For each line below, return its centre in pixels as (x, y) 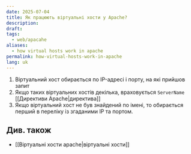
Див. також (29, 130)
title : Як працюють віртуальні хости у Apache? (67, 17)
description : (23, 23)
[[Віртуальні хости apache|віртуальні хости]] (72, 144)
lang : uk (17, 62)
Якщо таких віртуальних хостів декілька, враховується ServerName (100, 92)
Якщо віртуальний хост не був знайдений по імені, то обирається (99, 105)
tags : (13, 34)
